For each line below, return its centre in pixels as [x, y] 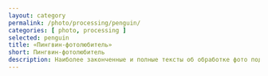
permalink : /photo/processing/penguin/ [75, 23]
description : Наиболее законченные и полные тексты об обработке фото [128, 60]
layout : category [37, 15]
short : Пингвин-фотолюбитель [57, 52]
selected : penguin [39, 38]
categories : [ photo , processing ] [67, 30]
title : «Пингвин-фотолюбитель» [60, 45]
